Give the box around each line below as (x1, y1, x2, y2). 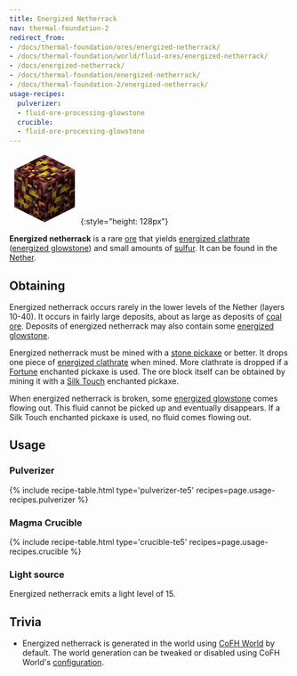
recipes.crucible (9, 546, 68, 557)
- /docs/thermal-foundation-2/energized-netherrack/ (9, 80, 209, 89)
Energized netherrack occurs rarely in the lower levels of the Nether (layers (9, 301, 285, 312)
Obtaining (9, 278, 66, 293)
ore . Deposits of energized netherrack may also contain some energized (9, 321, 274, 331)
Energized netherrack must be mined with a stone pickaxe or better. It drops (9, 347, 288, 358)
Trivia (9, 615, 42, 630)
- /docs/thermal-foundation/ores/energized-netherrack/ (9, 43, 221, 52)
